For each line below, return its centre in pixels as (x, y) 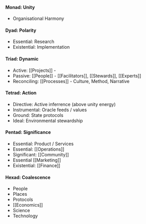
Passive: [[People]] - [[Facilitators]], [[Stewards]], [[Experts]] (77, 76)
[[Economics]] (28, 205)
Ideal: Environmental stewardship (48, 120)
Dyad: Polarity (21, 30)
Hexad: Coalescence (28, 177)
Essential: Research (34, 42)
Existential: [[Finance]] (36, 166)
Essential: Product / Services (43, 144)
